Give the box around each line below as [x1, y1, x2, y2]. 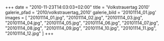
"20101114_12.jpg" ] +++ [5, 31, 54, 36]
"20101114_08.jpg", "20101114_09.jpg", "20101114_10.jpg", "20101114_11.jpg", [5, 25, 157, 31]
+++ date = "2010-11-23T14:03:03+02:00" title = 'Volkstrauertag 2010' [5, 4, 150, 10]
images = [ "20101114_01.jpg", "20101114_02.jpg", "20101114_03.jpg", [5, 15, 143, 20]
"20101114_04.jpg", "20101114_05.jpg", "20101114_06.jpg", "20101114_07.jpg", [5, 20, 159, 26]
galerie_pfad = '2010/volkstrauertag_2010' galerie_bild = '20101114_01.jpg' [5, 9, 157, 15]
